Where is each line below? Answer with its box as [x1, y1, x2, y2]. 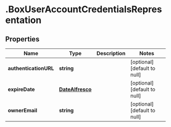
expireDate [8, 86, 35, 93]
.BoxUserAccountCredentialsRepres [5, 4, 162, 15]
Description [96, 50, 126, 57]
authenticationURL [8, 65, 54, 72]
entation [5, 14, 42, 26]
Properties [5, 35, 40, 43]
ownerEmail [8, 107, 37, 114]
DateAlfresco [59, 86, 92, 93]
